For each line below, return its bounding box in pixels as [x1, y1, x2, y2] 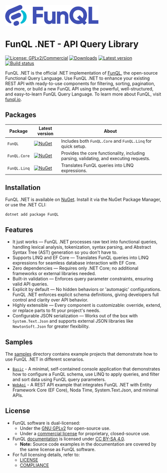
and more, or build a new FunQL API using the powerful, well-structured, [5, 86, 154, 92]
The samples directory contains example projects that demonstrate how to [5, 351, 158, 357]
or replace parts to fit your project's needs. [12, 307, 100, 313]
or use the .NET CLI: [5, 202, 47, 208]
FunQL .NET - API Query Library [5, 39, 139, 50]
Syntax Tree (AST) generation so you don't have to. [12, 249, 118, 256]
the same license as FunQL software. [19, 446, 96, 452]
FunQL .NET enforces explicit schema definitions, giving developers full [12, 291, 159, 298]
